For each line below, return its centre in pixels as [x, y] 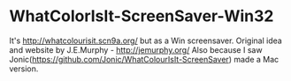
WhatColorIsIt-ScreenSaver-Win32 [142, 16]
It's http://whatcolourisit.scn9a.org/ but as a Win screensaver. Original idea [146, 40]
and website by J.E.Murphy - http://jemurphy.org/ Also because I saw [136, 49]
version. [24, 69]
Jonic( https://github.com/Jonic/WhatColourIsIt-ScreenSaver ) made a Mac [144, 59]
